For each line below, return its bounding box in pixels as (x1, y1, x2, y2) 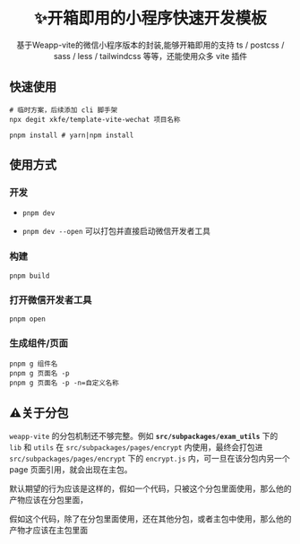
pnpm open (9, 315, 47, 324)
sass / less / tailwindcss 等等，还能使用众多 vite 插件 (53, 50, 248, 61)
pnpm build (9, 271, 50, 281)
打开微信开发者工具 (9, 293, 92, 306)
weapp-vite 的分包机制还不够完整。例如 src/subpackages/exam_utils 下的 (9, 431, 279, 442)
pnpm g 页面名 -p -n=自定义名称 (9, 378, 119, 388)
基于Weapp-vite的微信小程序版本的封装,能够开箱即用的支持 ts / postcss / (16, 39, 285, 50)
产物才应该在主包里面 (9, 525, 88, 536)
